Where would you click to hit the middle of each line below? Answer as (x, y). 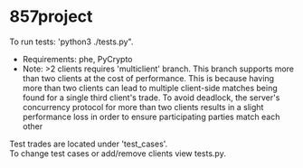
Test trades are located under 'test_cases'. (89, 144)
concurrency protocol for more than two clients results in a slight (143, 107)
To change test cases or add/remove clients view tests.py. (118, 153)
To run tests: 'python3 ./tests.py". (71, 42)
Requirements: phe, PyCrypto (77, 59)
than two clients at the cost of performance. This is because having (148, 78)
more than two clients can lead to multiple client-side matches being (150, 88)
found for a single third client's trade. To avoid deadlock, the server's (151, 98)
